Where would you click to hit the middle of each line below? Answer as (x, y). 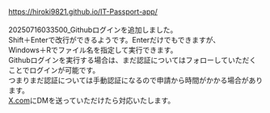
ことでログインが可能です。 (54, 70)
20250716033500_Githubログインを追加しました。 (93, 30)
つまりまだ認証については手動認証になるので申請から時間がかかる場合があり (136, 80)
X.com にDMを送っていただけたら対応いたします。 (92, 100)
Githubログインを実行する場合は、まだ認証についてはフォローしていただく (133, 60)
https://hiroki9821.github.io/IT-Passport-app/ (83, 12)
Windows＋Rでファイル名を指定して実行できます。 (93, 50)
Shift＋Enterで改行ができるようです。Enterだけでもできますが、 (114, 40)
